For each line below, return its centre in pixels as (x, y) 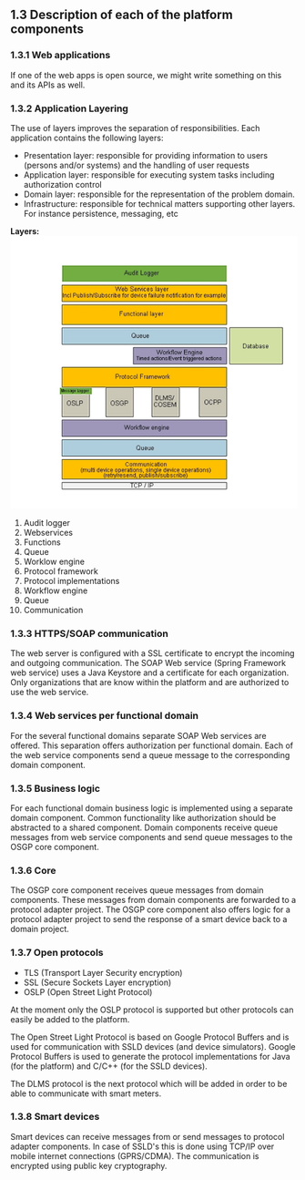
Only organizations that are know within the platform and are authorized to (150, 682)
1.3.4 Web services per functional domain (105, 716)
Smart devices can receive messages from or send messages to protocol (147, 1136)
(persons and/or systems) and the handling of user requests (136, 165)
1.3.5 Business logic (56, 788)
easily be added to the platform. (70, 1019)
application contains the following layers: (87, 138)
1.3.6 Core (33, 870)
